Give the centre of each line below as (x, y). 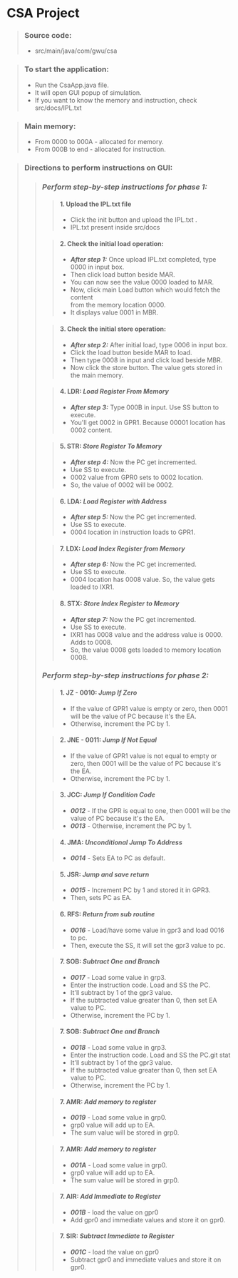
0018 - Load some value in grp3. (118, 1048)
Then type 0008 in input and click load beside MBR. (146, 360)
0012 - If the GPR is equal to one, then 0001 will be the (150, 811)
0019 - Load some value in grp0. (118, 1118)
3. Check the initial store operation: (113, 329)
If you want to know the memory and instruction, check (116, 100)
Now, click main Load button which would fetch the (145, 290)
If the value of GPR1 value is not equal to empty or (144, 756)
